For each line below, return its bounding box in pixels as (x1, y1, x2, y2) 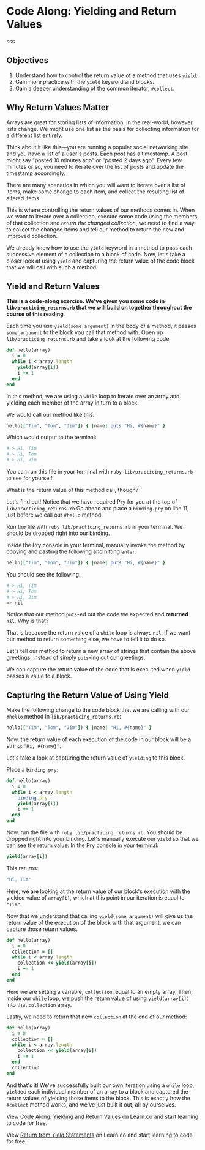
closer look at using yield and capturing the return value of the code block (6, 257, 195, 264)
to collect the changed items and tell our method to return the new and (6, 225, 185, 233)
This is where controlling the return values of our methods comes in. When (6, 206, 195, 214)
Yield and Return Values (6, 281, 100, 291)
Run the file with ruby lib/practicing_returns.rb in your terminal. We (6, 523, 183, 530)
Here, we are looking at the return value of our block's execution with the (6, 887, 191, 895)
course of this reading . (6, 310, 65, 318)
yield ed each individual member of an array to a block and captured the (6, 1088, 188, 1095)
